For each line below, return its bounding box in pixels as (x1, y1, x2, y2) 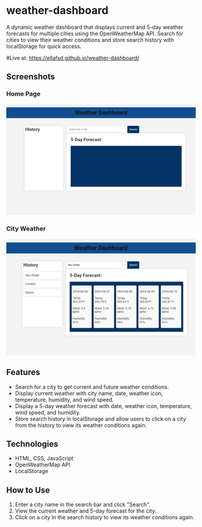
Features (6, 367, 40, 377)
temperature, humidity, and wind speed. (14, 396, 114, 403)
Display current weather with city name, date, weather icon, (14, 389, 164, 397)
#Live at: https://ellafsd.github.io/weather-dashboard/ (6, 54, 139, 61)
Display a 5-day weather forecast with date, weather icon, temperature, (14, 402, 192, 409)
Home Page (6, 90, 41, 98)
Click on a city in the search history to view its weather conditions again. (14, 514, 195, 521)
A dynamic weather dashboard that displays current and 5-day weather (6, 23, 183, 31)
